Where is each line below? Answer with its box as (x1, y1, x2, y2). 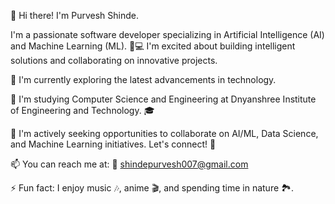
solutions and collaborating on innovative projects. (10, 55, 218, 66)
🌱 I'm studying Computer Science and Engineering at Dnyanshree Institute (10, 93, 317, 105)
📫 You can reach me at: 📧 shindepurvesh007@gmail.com (10, 158, 249, 170)
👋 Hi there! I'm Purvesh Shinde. (10, 10, 139, 21)
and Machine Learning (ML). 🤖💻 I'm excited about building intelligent (10, 40, 296, 52)
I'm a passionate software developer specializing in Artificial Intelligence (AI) (10, 29, 325, 40)
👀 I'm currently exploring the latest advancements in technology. (10, 74, 277, 85)
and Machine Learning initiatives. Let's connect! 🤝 (10, 138, 217, 150)
